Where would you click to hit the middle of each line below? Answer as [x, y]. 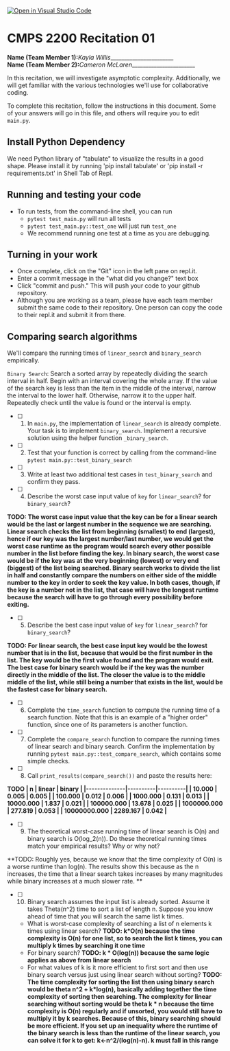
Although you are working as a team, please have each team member [115, 300]
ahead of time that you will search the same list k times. [105, 916]
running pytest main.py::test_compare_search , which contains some [124, 754]
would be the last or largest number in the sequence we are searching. [109, 524]
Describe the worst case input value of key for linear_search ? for [119, 496]
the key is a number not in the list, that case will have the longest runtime [113, 590]
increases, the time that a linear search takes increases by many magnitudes [115, 874]
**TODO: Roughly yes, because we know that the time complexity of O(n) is [115, 859]
